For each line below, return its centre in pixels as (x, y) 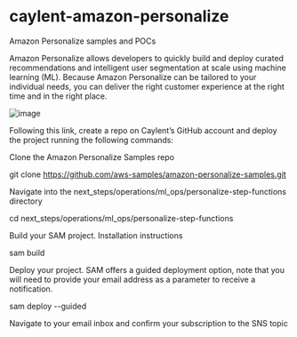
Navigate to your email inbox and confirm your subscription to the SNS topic (149, 323)
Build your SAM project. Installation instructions (96, 235)
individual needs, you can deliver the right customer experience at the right (147, 86)
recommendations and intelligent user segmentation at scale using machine (148, 68)
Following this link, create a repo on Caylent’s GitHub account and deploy (143, 130)
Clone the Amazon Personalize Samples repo (92, 156)
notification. (31, 289)
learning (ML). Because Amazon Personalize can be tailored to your (133, 76)
